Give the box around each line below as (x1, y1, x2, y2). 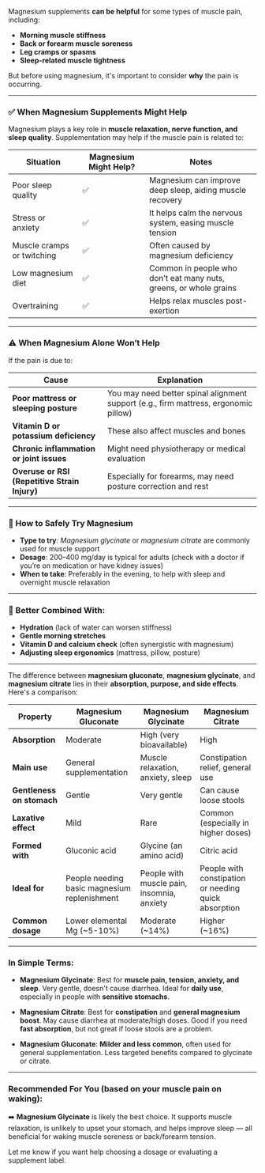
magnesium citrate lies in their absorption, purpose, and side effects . (8, 679, 239, 689)
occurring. (8, 79, 42, 89)
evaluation (106, 452, 146, 464)
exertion (148, 305, 180, 316)
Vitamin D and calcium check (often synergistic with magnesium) (19, 640, 234, 649)
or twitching (12, 250, 57, 261)
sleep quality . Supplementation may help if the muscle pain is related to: (8, 133, 244, 142)
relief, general (200, 762, 252, 774)
